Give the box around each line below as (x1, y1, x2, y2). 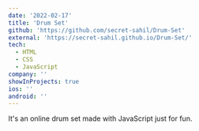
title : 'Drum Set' (8, 19, 69, 27)
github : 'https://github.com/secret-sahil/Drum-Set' (8, 26, 186, 34)
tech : (8, 41, 26, 49)
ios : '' (8, 84, 34, 93)
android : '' (8, 92, 47, 100)
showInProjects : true (8, 77, 80, 85)
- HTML (15, 48, 37, 56)
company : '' (8, 70, 47, 78)
